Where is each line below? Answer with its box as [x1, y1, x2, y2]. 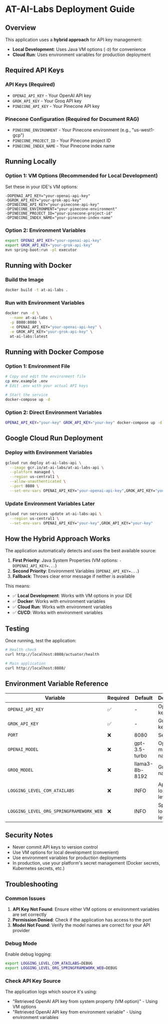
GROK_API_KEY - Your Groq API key [12, 97, 82, 103]
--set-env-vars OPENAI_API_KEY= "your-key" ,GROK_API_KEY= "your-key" [9, 521, 153, 526]
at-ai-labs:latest [9, 334, 48, 339]
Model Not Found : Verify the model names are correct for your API [12, 922, 150, 928]
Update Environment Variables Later [5, 500, 95, 507]
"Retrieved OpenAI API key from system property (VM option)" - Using [12, 999, 158, 1005]
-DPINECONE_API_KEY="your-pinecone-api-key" [5, 202, 99, 207]
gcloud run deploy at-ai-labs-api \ [5, 460, 81, 465]
